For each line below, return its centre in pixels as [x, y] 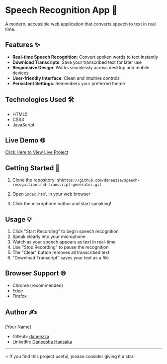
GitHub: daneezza [31, 336]
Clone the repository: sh [37, 180]
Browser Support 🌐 [36, 273]
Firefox [20, 296]
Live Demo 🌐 [25, 140]
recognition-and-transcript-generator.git [57, 185]
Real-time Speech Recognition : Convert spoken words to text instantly [85, 57]
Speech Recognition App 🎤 [61, 10]
